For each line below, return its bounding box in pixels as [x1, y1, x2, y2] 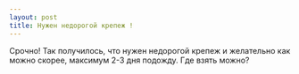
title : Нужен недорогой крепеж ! [9, 21, 134, 30]
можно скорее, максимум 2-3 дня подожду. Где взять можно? [9, 55, 250, 65]
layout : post [9, 12, 58, 22]
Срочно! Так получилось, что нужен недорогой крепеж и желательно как [9, 45, 291, 55]
